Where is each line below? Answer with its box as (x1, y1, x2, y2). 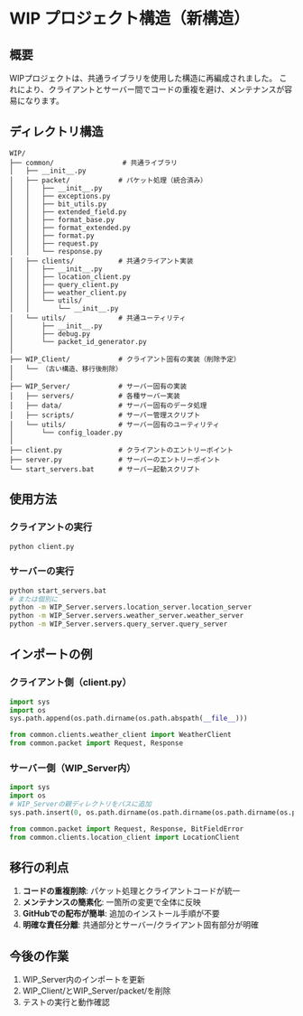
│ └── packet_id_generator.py (9, 337, 147, 346)
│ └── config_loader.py (9, 428, 124, 437)
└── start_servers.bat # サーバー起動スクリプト (9, 464, 201, 474)
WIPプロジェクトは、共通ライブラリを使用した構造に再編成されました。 (9, 73, 278, 83)
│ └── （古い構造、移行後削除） (9, 364, 123, 373)
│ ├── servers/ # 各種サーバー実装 (9, 391, 180, 400)
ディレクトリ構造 (9, 124, 104, 140)
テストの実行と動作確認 (22, 997, 110, 1008)
